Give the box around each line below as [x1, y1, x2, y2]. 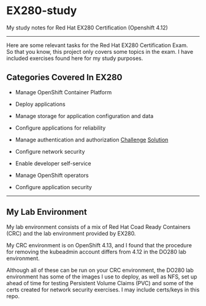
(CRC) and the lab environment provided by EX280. [6, 229, 136, 237]
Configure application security [15, 183, 92, 190]
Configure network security [15, 147, 85, 155]
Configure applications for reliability [15, 124, 106, 132]
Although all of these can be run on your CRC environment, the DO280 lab [6, 266, 194, 274]
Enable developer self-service [15, 160, 91, 167]
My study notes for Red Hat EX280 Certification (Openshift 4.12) [6, 24, 169, 31]
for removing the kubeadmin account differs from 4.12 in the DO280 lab [6, 248, 187, 255]
